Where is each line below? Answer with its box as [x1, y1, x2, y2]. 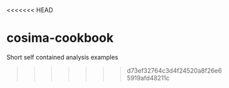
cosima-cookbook [6, 30, 114, 46]
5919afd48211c [127, 73, 170, 82]
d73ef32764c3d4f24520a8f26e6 [127, 66, 222, 75]
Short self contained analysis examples [6, 53, 118, 61]
